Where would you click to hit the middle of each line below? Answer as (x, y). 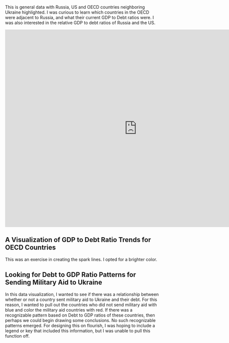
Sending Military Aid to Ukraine (54, 282)
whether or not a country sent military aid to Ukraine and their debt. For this (81, 299)
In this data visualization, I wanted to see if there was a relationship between (82, 294)
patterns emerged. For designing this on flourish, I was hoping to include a (80, 325)
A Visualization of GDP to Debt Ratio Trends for (78, 240)
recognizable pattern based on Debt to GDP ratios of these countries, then (80, 315)
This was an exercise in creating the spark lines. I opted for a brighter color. (81, 259)
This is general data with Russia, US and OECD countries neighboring (75, 7)
